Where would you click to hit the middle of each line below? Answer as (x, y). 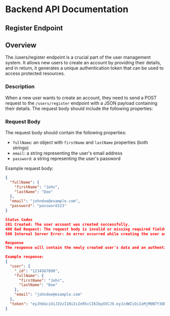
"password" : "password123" (38, 206)
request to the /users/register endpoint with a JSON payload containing (81, 103)
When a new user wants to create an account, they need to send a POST (81, 98)
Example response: (25, 257)
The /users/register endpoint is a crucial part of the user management (78, 57)
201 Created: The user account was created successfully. (68, 224)
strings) (20, 147)
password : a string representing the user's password (67, 159)
